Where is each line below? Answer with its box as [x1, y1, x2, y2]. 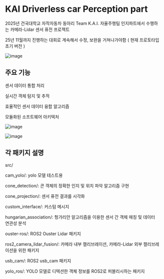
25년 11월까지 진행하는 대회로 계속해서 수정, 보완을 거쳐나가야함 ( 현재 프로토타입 [5, 37, 160, 43]
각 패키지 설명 [5, 149, 44, 157]
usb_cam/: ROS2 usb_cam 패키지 [5, 257, 71, 264]
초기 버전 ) [5, 43, 26, 49]
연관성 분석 [5, 220, 27, 226]
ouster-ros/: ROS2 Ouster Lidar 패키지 [5, 230, 81, 237]
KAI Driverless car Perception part [5, 3, 148, 15]
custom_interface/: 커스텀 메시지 [5, 203, 70, 210]
